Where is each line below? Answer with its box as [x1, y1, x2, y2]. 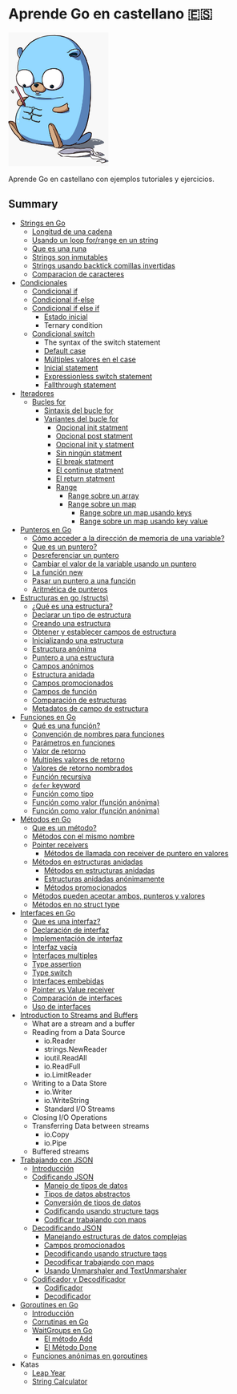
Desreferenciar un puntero [31, 551, 119, 560]
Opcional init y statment [55, 440, 135, 450]
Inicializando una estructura [31, 636, 124, 645]
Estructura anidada [31, 670, 94, 680]
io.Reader [43, 1036, 76, 1046]
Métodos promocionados [43, 883, 127, 892]
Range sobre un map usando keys [79, 508, 192, 518]
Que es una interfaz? [31, 917, 101, 927]
